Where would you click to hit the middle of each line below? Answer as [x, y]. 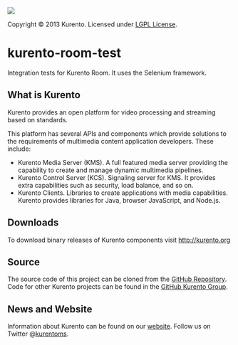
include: [19, 149]
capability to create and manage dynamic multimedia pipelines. [110, 170]
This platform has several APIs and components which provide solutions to [117, 133]
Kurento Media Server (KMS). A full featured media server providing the [123, 162]
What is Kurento [44, 95]
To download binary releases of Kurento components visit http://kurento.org [119, 240]
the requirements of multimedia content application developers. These [110, 141]
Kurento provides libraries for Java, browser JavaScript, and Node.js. [119, 200]
